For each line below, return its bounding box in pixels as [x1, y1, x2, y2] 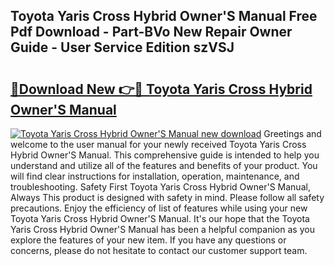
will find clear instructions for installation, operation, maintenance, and [10, 170, 300, 182]
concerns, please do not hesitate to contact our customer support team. [10, 245, 308, 256]
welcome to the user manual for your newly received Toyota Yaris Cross [10, 139, 307, 150]
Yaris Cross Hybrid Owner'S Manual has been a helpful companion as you [10, 224, 315, 235]
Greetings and [263, 128, 322, 139]
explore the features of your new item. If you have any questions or [10, 234, 287, 246]
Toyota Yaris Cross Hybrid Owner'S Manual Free [10, 8, 318, 25]
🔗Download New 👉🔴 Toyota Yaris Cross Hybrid [10, 80, 313, 98]
